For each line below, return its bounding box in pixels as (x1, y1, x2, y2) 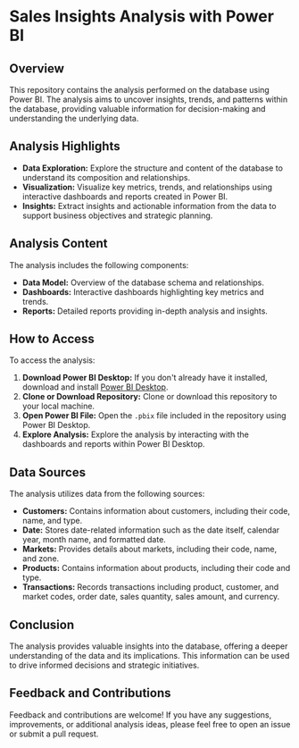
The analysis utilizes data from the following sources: (9, 489, 205, 500)
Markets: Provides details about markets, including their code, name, (21, 543, 278, 555)
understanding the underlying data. (9, 113, 139, 123)
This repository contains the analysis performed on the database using (9, 85, 270, 95)
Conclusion (9, 617, 75, 632)
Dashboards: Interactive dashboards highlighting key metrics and (21, 286, 265, 297)
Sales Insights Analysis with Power (9, 6, 275, 27)
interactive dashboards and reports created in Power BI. (21, 190, 228, 202)
